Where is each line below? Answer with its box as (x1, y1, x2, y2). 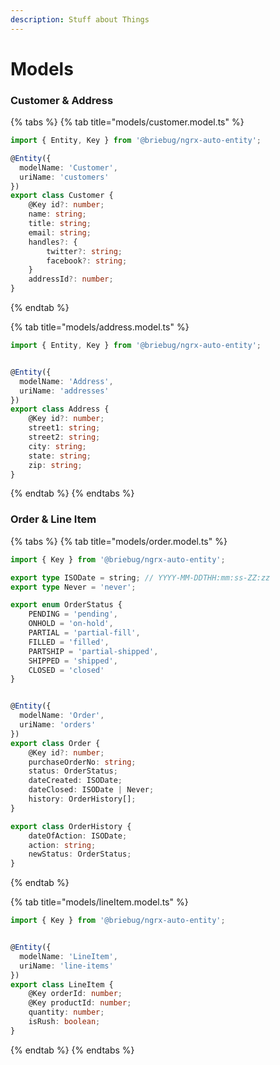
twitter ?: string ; (46, 246, 123, 256)
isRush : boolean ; (28, 1017, 101, 1027)
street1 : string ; (28, 423, 101, 433)
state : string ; (28, 451, 92, 461)
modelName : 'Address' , (19, 376, 114, 386)
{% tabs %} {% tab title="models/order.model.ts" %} (10, 535, 228, 547)
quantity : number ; (28, 1007, 105, 1018)
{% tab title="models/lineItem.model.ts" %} (10, 896, 189, 908)
